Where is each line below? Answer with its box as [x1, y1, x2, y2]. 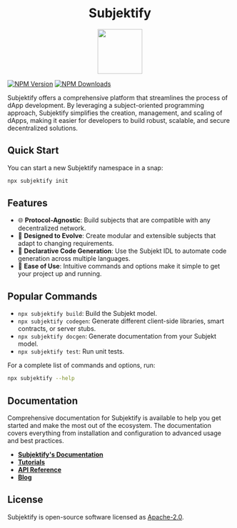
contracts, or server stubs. [17, 324, 96, 333]
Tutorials [17, 457, 45, 466]
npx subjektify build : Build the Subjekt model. [17, 309, 158, 318]
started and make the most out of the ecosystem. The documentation [7, 421, 212, 429]
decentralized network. [17, 224, 86, 233]
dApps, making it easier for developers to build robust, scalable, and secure [7, 116, 231, 124]
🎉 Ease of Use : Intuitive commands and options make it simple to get [17, 262, 221, 271]
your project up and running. [17, 269, 102, 278]
